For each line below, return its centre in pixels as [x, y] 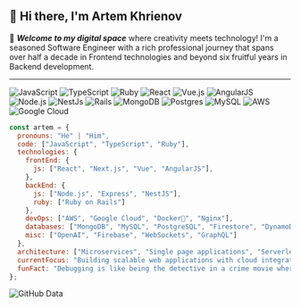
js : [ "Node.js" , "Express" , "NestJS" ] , [107, 194]
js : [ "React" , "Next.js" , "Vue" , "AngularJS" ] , [123, 169]
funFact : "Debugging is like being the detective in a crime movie [146, 269]
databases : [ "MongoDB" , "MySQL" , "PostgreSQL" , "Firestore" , [141, 227]
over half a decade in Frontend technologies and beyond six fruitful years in [148, 57]
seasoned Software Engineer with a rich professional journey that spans [142, 47]
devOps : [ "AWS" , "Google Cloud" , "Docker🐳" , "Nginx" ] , [129, 219]
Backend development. [52, 66]
